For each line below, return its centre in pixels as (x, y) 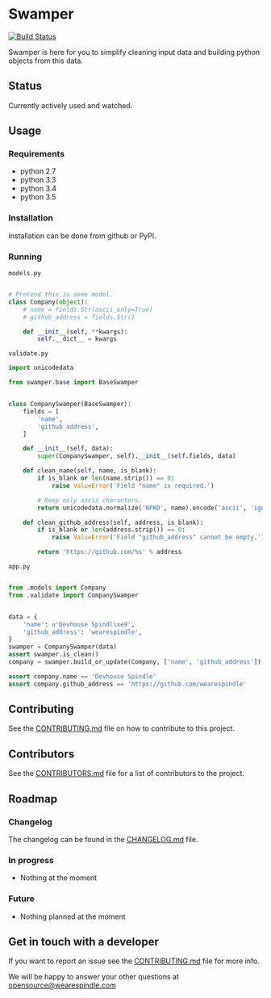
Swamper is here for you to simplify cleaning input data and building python (134, 52)
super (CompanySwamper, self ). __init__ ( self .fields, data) (137, 456)
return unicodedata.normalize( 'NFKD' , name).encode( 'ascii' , (142, 508)
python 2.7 (38, 171)
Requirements (37, 154)
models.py (25, 274)
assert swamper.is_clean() (54, 655)
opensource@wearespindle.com (63, 985)
